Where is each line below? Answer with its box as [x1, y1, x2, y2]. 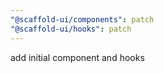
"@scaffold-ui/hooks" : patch [10, 24, 132, 34]
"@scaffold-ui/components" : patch [10, 14, 155, 25]
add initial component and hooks [10, 51, 145, 63]
